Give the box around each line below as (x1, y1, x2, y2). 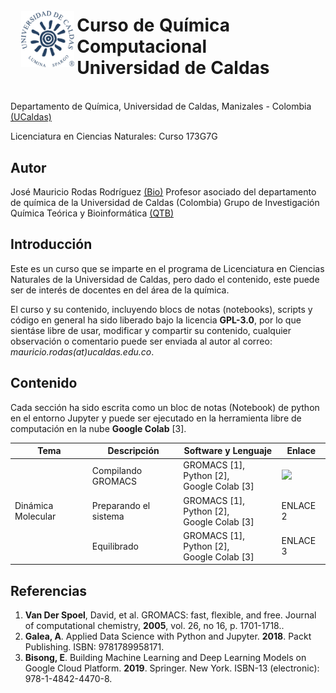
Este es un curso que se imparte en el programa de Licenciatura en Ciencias (10, 262, 325, 274)
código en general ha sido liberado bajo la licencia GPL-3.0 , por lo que (10, 314, 302, 326)
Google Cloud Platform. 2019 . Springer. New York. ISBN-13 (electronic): (24, 662, 320, 674)
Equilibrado (91, 540, 139, 552)
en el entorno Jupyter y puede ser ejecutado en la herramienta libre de (10, 412, 302, 424)
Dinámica (14, 500, 54, 512)
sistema (91, 510, 125, 523)
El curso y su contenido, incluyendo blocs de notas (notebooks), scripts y (10, 303, 313, 315)
